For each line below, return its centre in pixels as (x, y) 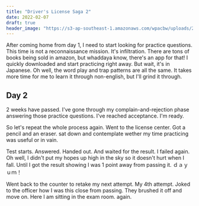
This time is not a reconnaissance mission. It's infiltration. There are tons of (98, 52)
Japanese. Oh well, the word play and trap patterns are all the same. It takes (99, 70)
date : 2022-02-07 (28, 17)
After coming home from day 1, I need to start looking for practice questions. (99, 45)
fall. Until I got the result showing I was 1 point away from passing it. (89, 165)
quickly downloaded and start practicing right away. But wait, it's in (88, 64)
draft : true (21, 23)
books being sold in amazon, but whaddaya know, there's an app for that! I (97, 58)
